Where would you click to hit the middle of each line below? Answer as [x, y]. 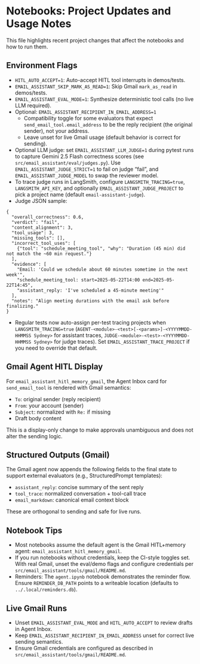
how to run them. [27, 47]
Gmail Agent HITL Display [55, 367]
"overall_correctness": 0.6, [48, 217]
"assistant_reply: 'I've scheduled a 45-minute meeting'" [90, 290]
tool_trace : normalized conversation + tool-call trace [80, 494]
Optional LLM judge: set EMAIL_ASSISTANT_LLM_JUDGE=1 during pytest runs [104, 150]
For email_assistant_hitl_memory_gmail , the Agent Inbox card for [87, 381]
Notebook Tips [34, 530]
